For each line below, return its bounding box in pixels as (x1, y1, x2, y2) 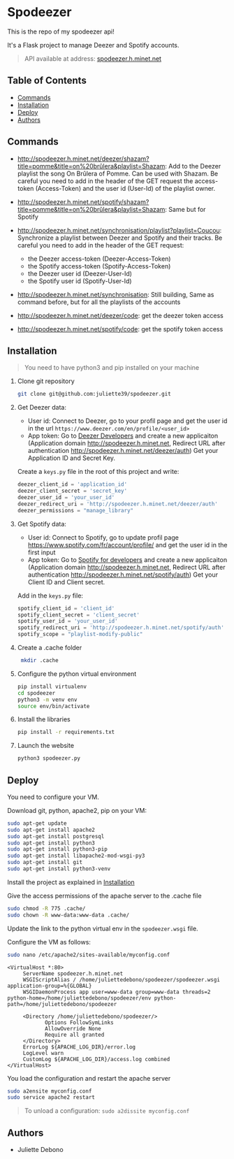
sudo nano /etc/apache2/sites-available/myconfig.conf (7, 951, 170, 958)
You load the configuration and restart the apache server (7, 1074, 171, 1082)
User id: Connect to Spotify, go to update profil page (27, 533, 180, 542)
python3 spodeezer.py (17, 755, 80, 762)
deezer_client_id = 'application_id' (17, 481, 128, 488)
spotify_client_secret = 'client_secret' (17, 611, 140, 619)
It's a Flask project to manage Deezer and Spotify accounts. (7, 41, 180, 49)
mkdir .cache (20, 657, 59, 664)
